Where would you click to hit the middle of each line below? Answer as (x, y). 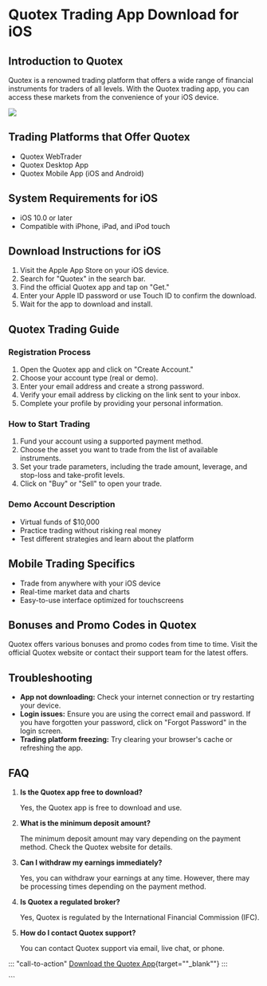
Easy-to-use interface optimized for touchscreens (102, 600)
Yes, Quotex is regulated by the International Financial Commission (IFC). (139, 917)
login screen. (41, 731)
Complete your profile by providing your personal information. (121, 404)
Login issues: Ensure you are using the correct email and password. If (135, 714)
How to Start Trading (49, 424)
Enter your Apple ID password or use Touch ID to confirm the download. (138, 296)
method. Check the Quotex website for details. (96, 846)
